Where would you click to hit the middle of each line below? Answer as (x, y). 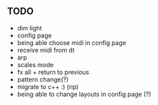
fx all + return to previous (53, 72)
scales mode (35, 64)
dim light (30, 28)
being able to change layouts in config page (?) (84, 94)
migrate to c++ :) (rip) (48, 86)
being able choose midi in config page (71, 42)
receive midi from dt (46, 50)
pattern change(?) (43, 79)
